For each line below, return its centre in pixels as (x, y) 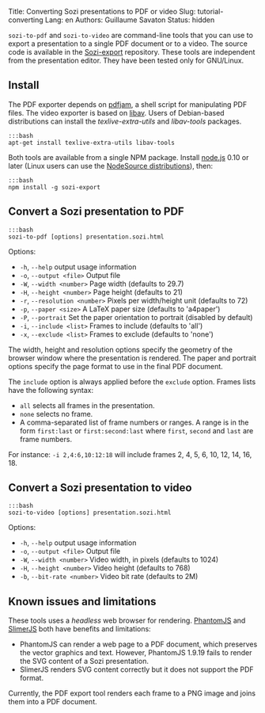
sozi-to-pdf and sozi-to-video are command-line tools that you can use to (131, 35)
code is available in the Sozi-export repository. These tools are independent (132, 52)
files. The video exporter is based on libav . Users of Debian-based (116, 112)
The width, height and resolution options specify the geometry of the (121, 349)
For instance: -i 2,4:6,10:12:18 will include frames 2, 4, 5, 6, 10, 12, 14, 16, (130, 454)
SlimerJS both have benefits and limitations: (80, 629)
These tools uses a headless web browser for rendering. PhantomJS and (127, 620)
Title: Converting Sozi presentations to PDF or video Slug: (102, 11)
